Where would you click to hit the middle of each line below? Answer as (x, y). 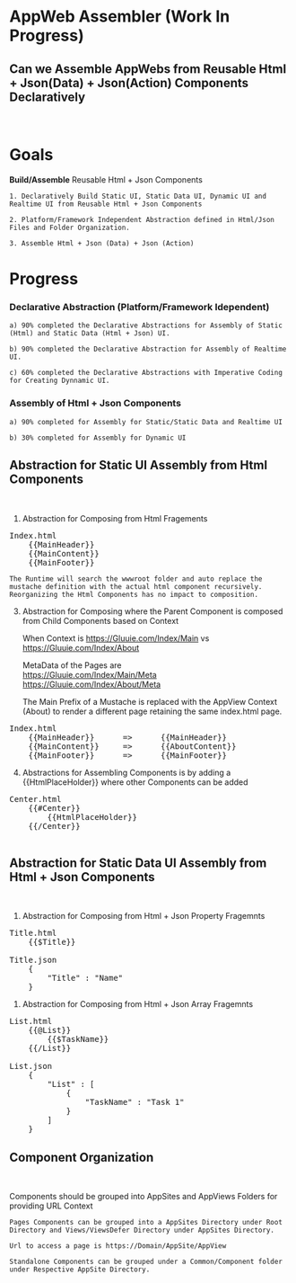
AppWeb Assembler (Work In (120, 17)
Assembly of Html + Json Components (96, 404)
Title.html (33, 933)
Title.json (33, 960)
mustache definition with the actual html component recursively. (136, 586)
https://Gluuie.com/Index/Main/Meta (89, 674)
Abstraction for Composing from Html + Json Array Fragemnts (138, 1004)
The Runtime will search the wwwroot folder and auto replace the (136, 579)
